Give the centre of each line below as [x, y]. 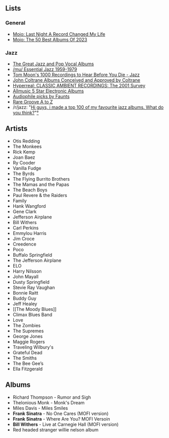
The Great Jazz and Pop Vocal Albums [53, 64]
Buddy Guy [25, 298]
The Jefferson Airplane [37, 260]
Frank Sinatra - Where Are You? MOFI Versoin [61, 419]
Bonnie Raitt [25, 293]
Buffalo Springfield [32, 255]
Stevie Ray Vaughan [34, 287]
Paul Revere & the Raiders [40, 195]
